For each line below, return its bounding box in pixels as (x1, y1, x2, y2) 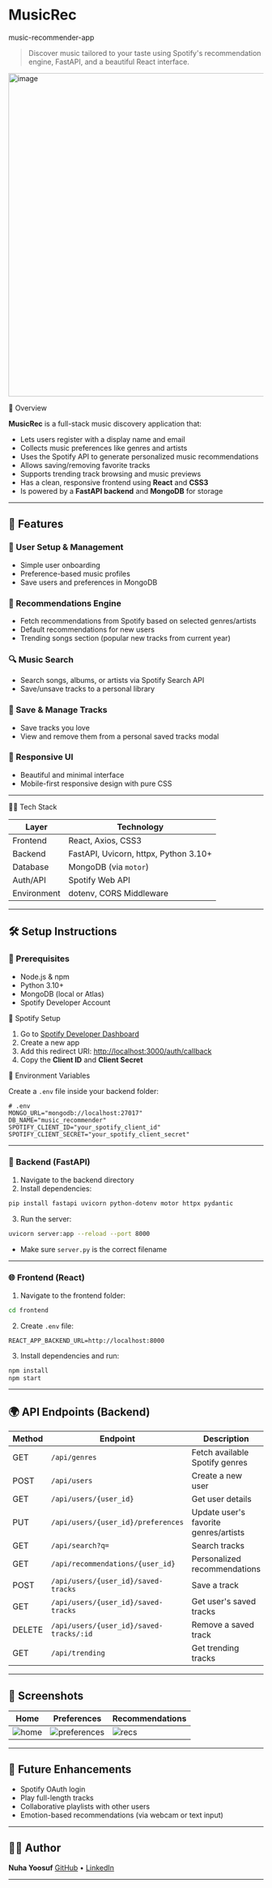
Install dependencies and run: (19, 1350, 120, 1360)
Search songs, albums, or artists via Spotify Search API (19, 676, 205, 685)
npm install (8, 1367, 49, 1375)
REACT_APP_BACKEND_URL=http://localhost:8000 (8, 1337, 164, 1345)
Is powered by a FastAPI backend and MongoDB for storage (19, 486, 223, 496)
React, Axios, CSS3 (68, 835, 142, 846)
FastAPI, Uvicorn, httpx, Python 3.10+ (68, 847, 213, 859)
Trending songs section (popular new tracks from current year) (19, 633, 231, 642)
